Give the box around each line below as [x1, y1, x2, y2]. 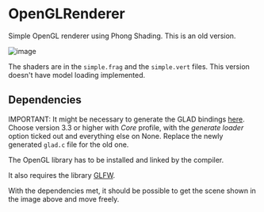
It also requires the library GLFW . [8, 170, 116, 179]
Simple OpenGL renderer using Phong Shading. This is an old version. [8, 31, 236, 40]
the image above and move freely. [8, 194, 120, 203]
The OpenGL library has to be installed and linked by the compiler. [8, 155, 224, 164]
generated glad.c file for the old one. [8, 140, 129, 149]
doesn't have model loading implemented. [8, 70, 146, 79]
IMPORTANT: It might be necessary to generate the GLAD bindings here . [8, 114, 246, 124]
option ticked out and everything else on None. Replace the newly [8, 131, 224, 141]
